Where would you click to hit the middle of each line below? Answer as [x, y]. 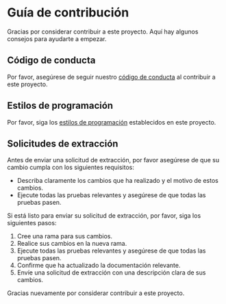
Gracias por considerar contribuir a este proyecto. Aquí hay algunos [103, 31]
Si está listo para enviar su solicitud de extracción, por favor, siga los [104, 216]
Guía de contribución [68, 13]
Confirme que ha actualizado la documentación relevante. [99, 266]
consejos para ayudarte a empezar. [57, 38]
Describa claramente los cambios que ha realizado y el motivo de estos [118, 181]
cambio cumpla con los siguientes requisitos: [71, 167]
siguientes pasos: [32, 223]
